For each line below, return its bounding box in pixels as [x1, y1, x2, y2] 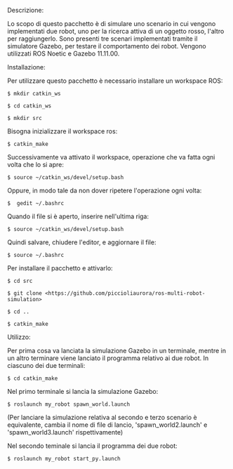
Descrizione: [7, 6, 44, 14]
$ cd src [7, 277, 33, 284]
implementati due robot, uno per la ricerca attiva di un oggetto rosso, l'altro [7, 27, 225, 35]
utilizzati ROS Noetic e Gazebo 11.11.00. [7, 49, 120, 58]
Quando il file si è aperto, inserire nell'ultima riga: [7, 212, 149, 220]
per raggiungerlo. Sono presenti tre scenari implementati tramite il [7, 34, 198, 43]
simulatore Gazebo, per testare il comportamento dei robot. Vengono [7, 42, 206, 50]
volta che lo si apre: [7, 161, 65, 169]
